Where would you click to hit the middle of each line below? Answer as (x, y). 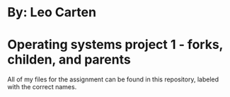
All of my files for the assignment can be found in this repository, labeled (113, 79)
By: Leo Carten (52, 12)
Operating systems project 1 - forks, (115, 45)
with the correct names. (42, 87)
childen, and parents (69, 60)
